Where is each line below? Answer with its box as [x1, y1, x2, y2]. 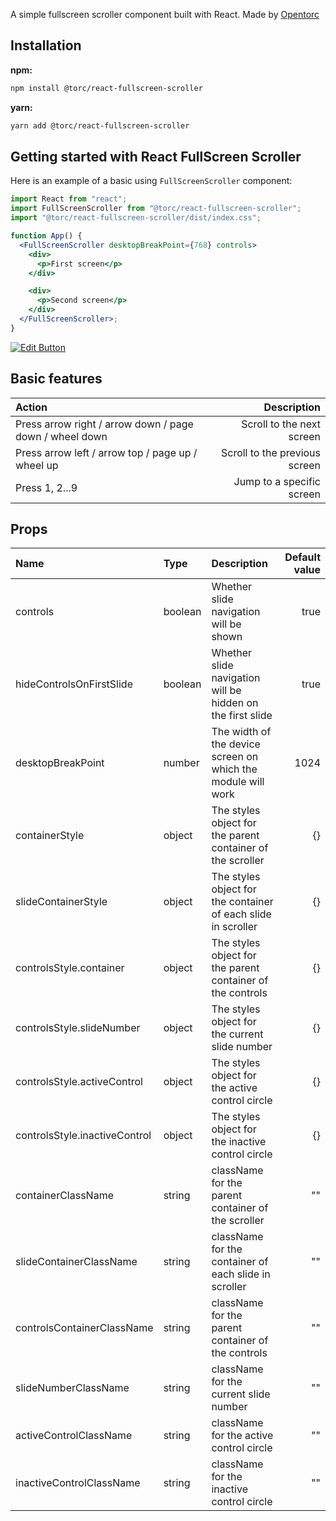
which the [211, 762, 258, 776]
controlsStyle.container [15, 961, 125, 975]
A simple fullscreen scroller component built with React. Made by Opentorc [10, 9, 320, 20]
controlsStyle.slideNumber [15, 1021, 141, 1035]
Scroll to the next [241, 417, 321, 431]
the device [211, 737, 261, 751]
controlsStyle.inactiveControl [15, 1129, 152, 1143]
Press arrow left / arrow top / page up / [15, 445, 198, 459]
